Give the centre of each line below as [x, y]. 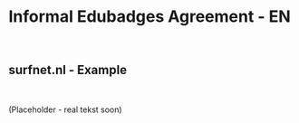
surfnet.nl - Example [68, 70]
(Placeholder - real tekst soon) [66, 109]
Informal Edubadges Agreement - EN [149, 17]
